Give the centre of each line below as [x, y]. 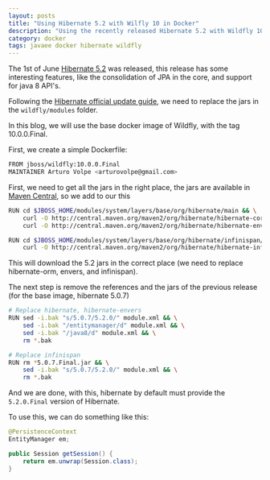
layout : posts [32, 16]
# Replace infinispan [45, 355]
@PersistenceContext [43, 432]
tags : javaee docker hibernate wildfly [75, 46]
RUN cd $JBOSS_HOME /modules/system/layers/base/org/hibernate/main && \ [133, 210]
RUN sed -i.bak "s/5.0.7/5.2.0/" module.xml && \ [93, 318]
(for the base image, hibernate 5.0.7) [69, 296]
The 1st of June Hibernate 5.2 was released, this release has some [119, 68]
